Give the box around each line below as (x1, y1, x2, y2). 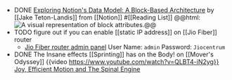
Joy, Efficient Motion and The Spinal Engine (13, 65, 141, 73)
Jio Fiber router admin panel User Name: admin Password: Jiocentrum (24, 43, 226, 51)
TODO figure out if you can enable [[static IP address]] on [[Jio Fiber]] (13, 28, 218, 36)
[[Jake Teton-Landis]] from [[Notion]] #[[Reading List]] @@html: (13, 13, 201, 22)
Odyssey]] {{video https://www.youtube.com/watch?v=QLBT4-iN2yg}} (13, 58, 219, 65)
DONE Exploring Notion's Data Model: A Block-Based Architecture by (13, 6, 214, 14)
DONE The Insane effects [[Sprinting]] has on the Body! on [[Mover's (13, 50, 214, 58)
